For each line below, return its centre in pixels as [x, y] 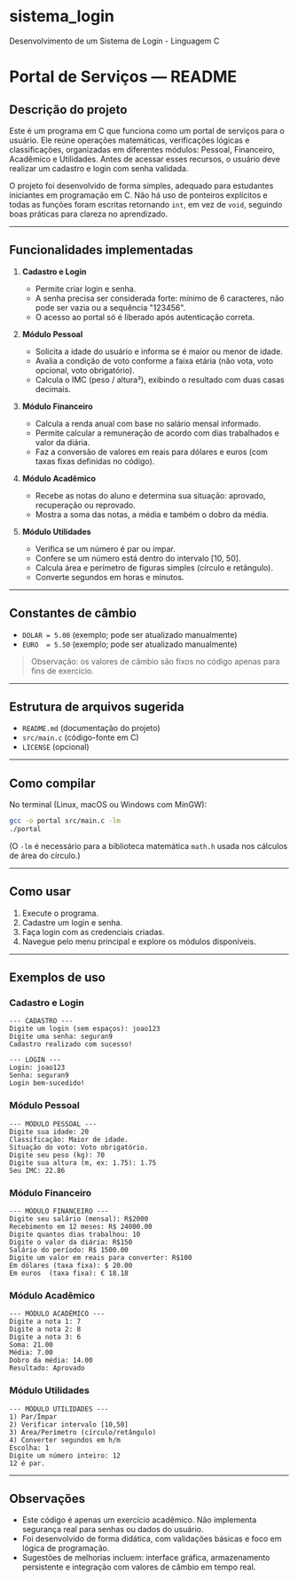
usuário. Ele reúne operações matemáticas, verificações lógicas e [129, 140]
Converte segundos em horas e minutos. [110, 577]
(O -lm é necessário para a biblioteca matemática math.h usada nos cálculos [149, 846]
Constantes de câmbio [73, 614]
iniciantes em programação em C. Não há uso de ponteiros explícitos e [138, 195]
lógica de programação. [66, 1548]
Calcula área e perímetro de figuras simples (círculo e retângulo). [154, 567]
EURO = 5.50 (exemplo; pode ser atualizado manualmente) [129, 644]
